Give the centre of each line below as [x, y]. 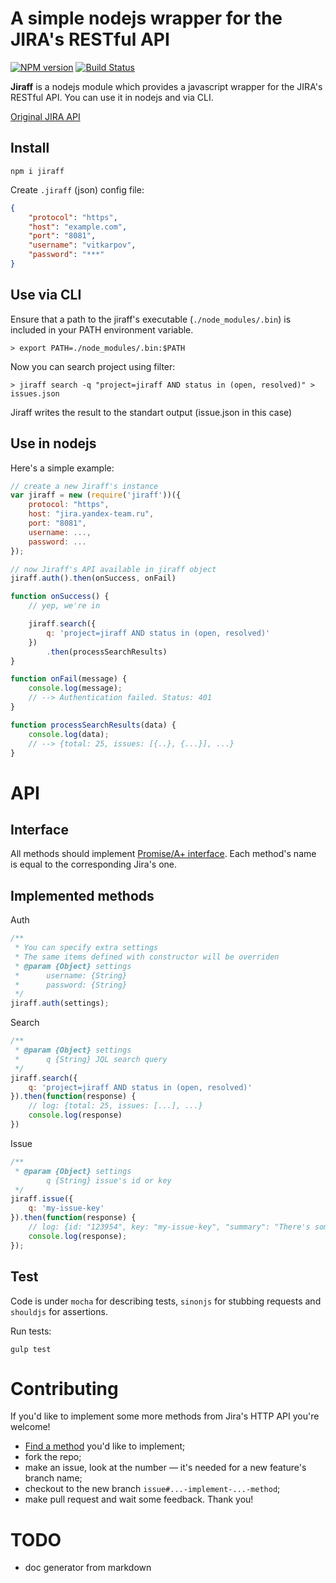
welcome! [30, 1427]
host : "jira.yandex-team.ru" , [91, 514]
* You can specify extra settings [86, 948]
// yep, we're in [64, 606]
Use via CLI [46, 295]
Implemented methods [82, 895]
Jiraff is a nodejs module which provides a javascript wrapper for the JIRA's [166, 86]
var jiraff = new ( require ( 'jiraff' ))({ [96, 495]
